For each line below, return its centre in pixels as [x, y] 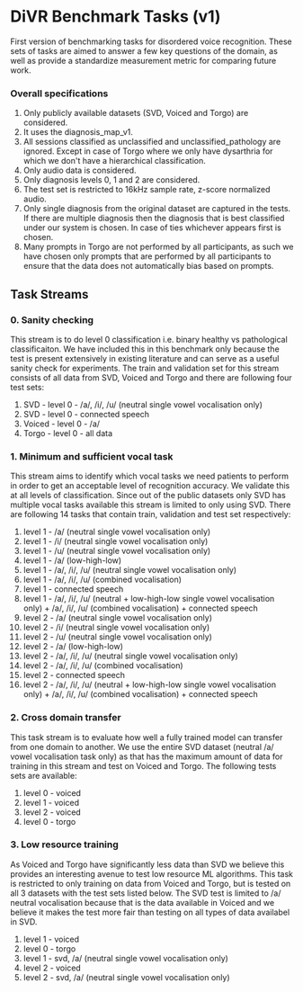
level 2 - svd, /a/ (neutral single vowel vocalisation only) [126, 977]
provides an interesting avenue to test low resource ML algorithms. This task [152, 873]
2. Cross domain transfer [66, 718]
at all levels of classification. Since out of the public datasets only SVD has [148, 496]
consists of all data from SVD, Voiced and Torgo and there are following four [151, 377]
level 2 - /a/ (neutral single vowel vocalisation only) [118, 618]
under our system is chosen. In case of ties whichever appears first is [152, 228]
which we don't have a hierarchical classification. [114, 161]
